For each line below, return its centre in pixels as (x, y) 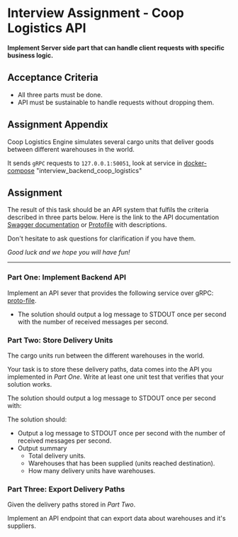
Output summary (42, 448)
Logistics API (47, 28)
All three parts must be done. (60, 94)
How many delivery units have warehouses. (92, 470)
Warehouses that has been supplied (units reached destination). (121, 463)
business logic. (30, 55)
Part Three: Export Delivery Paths (66, 489)
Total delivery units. (57, 455)
